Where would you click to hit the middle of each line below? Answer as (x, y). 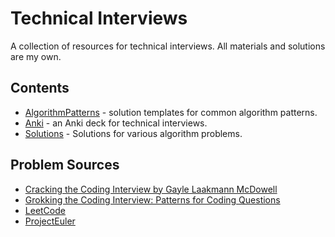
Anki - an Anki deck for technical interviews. (116, 123)
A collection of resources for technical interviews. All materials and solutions (168, 46)
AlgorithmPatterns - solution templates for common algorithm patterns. (171, 112)
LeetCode (45, 210)
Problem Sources (65, 165)
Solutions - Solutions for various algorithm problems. (133, 133)
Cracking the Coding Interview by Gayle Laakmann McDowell (151, 189)
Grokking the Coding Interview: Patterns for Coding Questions (152, 199)
